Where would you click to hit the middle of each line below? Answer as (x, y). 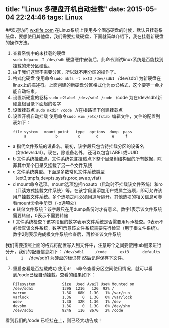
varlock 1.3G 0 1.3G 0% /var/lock (72, 297)
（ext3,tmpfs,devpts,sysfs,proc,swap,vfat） (58, 178)
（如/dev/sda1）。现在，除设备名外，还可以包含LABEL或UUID (75, 152)
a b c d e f (76, 136)
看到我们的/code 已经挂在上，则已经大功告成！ (54, 320)
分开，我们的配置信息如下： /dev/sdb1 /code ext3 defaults (83, 251)
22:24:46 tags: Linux (49, 17)
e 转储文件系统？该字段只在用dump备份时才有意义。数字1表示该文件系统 (87, 209)
